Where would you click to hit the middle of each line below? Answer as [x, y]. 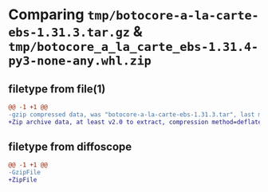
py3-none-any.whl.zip [80, 61]
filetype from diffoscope [70, 147]
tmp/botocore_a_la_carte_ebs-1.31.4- [134, 47]
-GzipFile [25, 173]
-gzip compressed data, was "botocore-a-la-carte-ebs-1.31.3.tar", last [132, 114]
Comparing [46, 15]
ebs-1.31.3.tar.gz [69, 33]
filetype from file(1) [57, 89]
